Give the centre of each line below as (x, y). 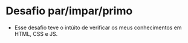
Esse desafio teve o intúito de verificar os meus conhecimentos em (98, 27)
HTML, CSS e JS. (36, 33)
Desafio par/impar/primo (69, 11)
